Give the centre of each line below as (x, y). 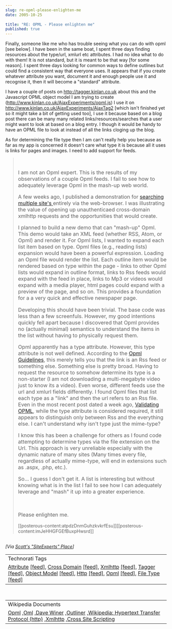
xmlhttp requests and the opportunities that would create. (88, 216)
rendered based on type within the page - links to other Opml (92, 266)
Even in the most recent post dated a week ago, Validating (88, 404)
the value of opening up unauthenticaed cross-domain (84, 209)
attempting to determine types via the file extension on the (89, 442)
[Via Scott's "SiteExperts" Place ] (40, 547)
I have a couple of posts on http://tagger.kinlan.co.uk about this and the (81, 92)
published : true (23, 29)
